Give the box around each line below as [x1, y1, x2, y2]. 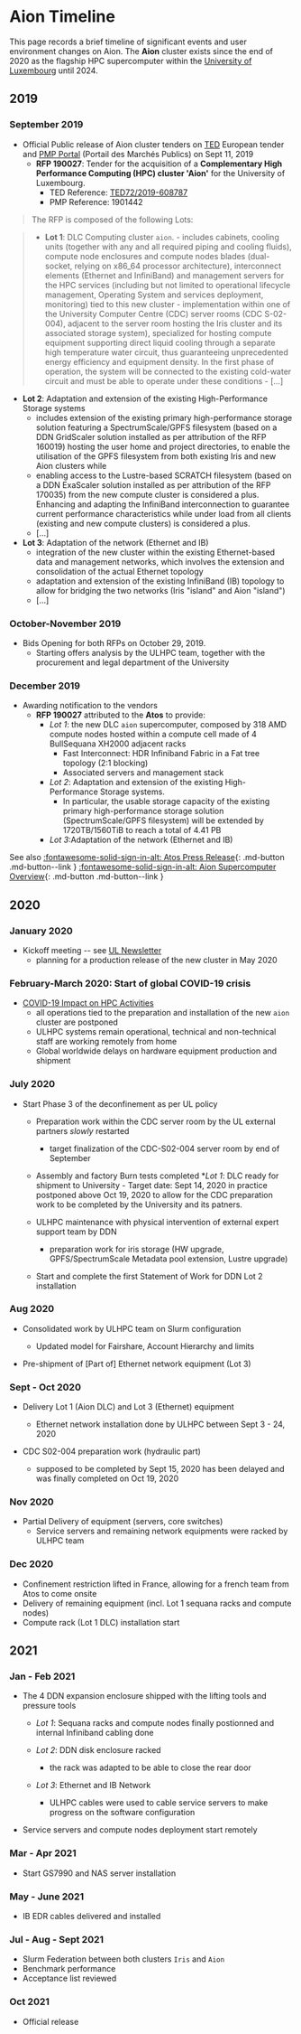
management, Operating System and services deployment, [44, 289, 264, 300]
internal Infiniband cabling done [35, 1728, 154, 1739]
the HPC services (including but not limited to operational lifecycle [44, 279, 291, 290]
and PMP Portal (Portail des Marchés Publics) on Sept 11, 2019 [22, 148, 254, 159]
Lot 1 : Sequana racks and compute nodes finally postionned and [35, 1718, 275, 1729]
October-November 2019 [9, 617, 122, 630]
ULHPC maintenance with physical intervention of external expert [35, 1216, 279, 1227]
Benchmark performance [22, 1964, 116, 1974]
